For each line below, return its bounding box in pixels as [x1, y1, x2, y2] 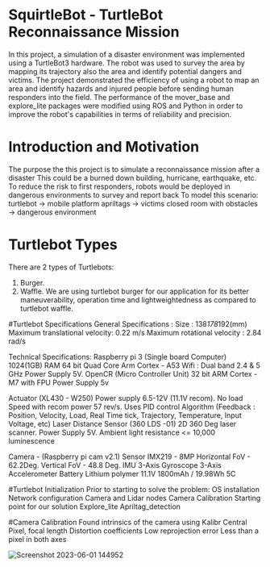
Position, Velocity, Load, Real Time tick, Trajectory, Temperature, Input [8, 410, 242, 420]
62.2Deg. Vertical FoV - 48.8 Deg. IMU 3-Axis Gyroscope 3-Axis [8, 460, 222, 469]
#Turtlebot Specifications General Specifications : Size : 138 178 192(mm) [8, 319, 247, 328]
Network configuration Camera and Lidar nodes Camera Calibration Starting [8, 493, 261, 502]
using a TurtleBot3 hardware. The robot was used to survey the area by [8, 58, 246, 68]
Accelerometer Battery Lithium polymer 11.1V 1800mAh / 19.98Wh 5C [8, 469, 236, 478]
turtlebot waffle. [19, 303, 74, 313]
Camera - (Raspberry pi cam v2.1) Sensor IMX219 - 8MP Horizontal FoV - [8, 452, 251, 461]
